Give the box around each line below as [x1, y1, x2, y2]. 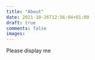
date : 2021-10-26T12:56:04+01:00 [6, 14, 90, 20]
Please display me [6, 47, 51, 54]
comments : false [6, 25, 47, 31]
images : [6, 31, 26, 37]
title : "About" [6, 8, 44, 15]
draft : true [6, 20, 36, 26]
